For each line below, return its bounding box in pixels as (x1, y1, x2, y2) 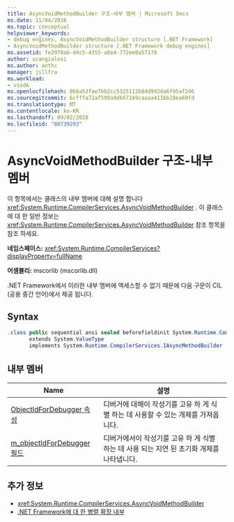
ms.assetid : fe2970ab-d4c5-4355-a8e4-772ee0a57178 (7, 50, 157, 57)
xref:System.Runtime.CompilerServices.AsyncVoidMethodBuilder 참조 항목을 (7, 221, 226, 229)
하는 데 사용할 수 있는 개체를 (111, 410, 198, 419)
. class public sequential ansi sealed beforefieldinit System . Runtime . (7, 329, 219, 336)
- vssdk (7, 82, 30, 89)
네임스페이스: (7, 244, 43, 253)
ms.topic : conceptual (7, 23, 70, 30)
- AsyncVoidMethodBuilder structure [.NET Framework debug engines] (7, 43, 210, 50)
